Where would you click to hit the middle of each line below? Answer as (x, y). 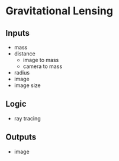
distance (25, 54)
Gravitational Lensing (59, 11)
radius (22, 72)
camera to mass (43, 66)
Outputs (21, 137)
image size (27, 85)
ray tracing (27, 118)
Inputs (18, 33)
